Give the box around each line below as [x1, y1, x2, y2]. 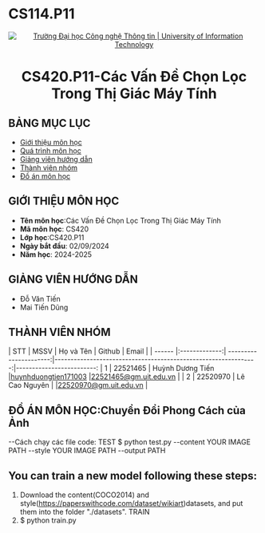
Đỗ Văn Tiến [19, 294, 61, 303]
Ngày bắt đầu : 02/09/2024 [19, 241, 109, 251]
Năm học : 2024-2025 [19, 249, 93, 259]
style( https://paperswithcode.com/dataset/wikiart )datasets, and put [19, 499, 243, 507]
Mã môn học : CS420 [19, 224, 89, 234]
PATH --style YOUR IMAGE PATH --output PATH [8, 446, 166, 456]
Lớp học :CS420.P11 [19, 232, 85, 242]
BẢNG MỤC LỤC [8, 116, 91, 130]
